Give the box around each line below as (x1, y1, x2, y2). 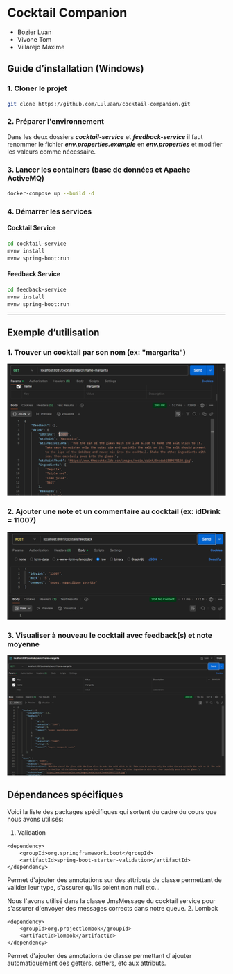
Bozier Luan (17, 28, 52, 36)
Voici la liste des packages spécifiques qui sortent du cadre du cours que (7, 807, 217, 815)
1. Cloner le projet (7, 83, 67, 93)
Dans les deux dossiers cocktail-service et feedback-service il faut (7, 132, 203, 141)
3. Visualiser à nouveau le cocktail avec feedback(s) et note (7, 630, 213, 640)
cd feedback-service (7, 286, 67, 293)
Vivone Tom (17, 35, 52, 43)
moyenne (7, 639, 40, 648)
